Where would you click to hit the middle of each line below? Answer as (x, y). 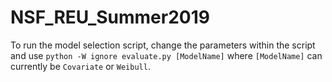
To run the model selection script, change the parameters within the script (163, 45)
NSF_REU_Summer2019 (110, 17)
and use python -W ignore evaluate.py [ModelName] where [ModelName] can (166, 55)
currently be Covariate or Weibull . (80, 66)
